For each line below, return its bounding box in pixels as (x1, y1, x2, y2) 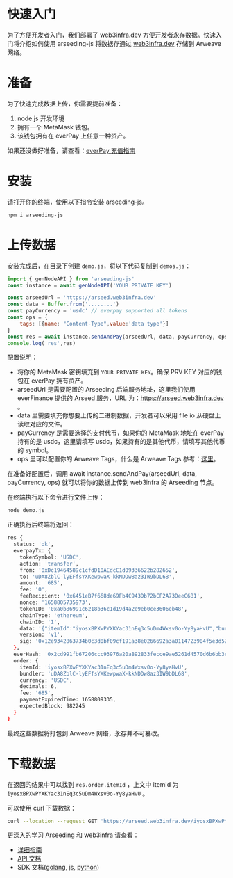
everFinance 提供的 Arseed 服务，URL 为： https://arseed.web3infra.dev (17, 394, 224, 402)
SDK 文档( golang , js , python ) (17, 863, 100, 872)
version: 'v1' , (19, 631, 64, 639)
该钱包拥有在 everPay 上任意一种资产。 (17, 131, 130, 140)
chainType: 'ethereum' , (19, 612, 89, 619)
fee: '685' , (19, 689, 54, 696)
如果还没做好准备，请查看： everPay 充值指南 (7, 146, 136, 154)
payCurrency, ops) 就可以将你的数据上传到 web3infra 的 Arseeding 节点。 (7, 478, 218, 487)
